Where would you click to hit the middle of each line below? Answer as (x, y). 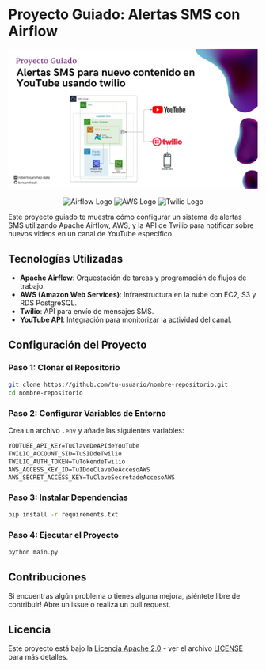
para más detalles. (38, 656)
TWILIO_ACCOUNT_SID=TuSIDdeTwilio (65, 454)
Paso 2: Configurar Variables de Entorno (87, 413)
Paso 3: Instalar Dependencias (68, 497)
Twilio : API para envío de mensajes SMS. (87, 312)
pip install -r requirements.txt (63, 515)
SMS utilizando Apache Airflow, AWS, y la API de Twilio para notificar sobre (131, 225)
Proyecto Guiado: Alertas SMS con (124, 15)
